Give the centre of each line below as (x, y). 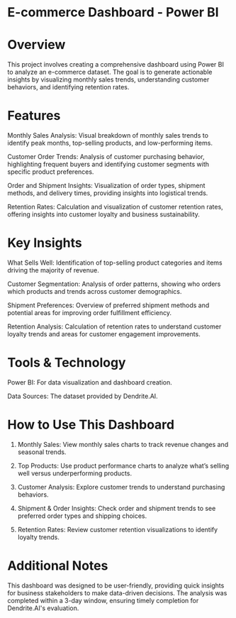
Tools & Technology (67, 363)
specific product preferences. (51, 172)
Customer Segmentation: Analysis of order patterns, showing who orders (114, 284)
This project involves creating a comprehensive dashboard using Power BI (116, 65)
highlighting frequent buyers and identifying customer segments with (108, 165)
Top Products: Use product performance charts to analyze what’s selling (123, 465)
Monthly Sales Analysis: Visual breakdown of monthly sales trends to (108, 136)
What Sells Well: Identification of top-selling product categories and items (115, 263)
